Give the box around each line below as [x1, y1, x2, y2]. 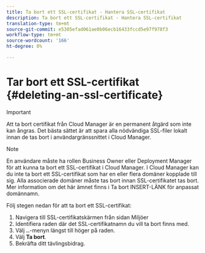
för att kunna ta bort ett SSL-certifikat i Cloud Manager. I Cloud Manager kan [6, 163, 199, 171]
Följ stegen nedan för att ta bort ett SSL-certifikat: [6, 201, 132, 209]
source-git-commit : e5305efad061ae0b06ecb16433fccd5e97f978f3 [6, 26, 168, 33]
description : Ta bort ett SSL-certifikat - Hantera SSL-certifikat [6, 15, 182, 21]
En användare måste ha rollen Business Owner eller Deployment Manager [6, 157, 192, 165]
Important [6, 108, 31, 115]
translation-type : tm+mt [6, 20, 70, 26]
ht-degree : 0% [6, 44, 43, 50]
